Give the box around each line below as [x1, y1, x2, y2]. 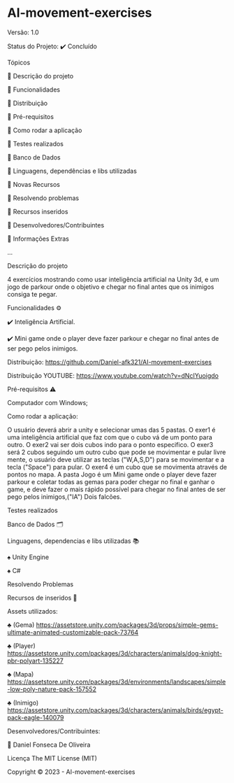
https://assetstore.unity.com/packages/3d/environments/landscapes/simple [7, 677, 226, 686]
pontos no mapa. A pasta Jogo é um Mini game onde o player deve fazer [7, 470, 217, 479]
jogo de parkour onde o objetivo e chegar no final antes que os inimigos [7, 282, 214, 291]
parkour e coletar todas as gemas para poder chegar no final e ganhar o [7, 477, 215, 486]
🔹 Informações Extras [7, 234, 70, 243]
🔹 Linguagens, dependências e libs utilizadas [7, 167, 138, 175]
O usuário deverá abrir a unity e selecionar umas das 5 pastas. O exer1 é [7, 425, 216, 434]
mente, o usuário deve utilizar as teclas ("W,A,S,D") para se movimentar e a [7, 455, 225, 463]
